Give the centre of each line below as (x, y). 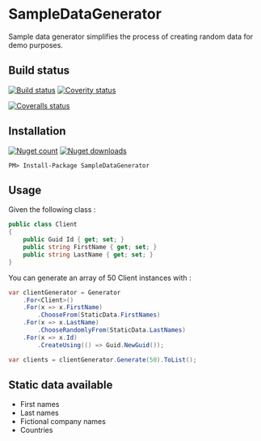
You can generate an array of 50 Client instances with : (100, 278)
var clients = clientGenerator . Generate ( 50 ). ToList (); (103, 360)
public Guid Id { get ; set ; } (74, 240)
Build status (39, 71)
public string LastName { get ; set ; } (88, 254)
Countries (36, 430)
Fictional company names (63, 422)
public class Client (43, 225)
